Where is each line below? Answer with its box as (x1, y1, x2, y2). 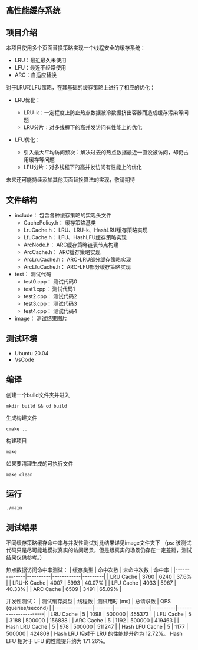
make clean (6, 471, 33, 477)
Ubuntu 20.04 (14, 349, 49, 357)
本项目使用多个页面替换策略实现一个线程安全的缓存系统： (6, 44, 146, 51)
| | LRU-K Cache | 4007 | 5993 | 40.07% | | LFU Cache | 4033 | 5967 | (6, 579, 177, 586)
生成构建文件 (6, 414, 37, 421)
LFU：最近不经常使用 (14, 64, 67, 71)
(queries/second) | (6, 605, 51, 612)
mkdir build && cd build (6, 403, 67, 409)
